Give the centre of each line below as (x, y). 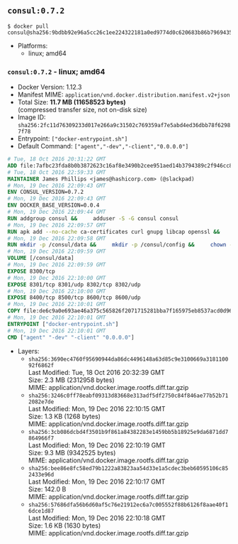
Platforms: (33, 45)
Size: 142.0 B (47, 489)
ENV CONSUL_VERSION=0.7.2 (45, 192)
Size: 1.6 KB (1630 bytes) (64, 526)
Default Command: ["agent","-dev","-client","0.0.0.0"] (103, 146)
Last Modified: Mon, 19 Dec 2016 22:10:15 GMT (97, 408)
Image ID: (32, 117)
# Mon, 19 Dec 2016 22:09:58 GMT (57, 238)
